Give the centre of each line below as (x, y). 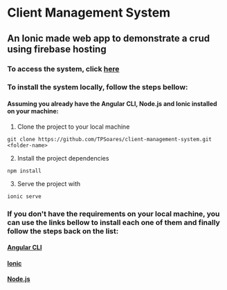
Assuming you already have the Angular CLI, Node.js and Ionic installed (112, 104)
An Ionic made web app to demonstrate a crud (109, 38)
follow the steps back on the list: (63, 231)
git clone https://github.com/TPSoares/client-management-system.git (110, 139)
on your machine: (33, 111)
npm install (24, 171)
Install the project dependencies (63, 158)
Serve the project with (49, 183)
